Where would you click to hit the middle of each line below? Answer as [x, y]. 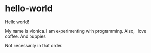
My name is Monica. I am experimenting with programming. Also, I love [76, 31]
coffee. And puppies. [26, 36]
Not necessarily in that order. [34, 45]
